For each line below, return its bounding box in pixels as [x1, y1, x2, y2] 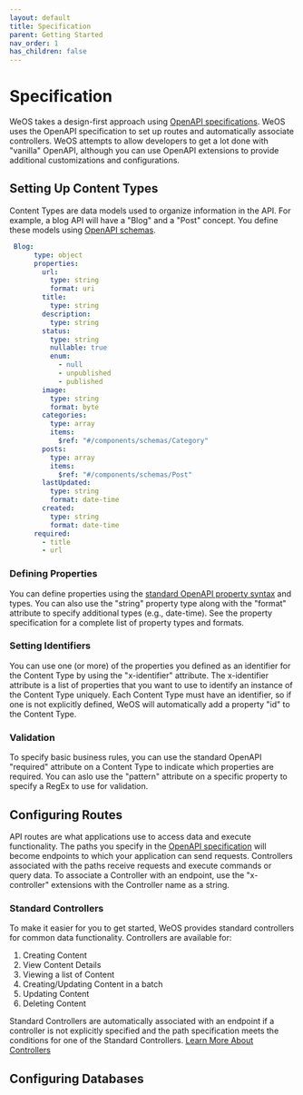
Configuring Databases [9, 1070, 144, 1086]
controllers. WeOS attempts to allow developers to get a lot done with [9, 135, 269, 146]
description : [42, 310, 92, 319]
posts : [42, 444, 67, 454]
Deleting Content [22, 998, 86, 1009]
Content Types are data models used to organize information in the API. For [9, 205, 291, 216]
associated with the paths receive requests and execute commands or [9, 860, 272, 871]
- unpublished [57, 369, 112, 378]
